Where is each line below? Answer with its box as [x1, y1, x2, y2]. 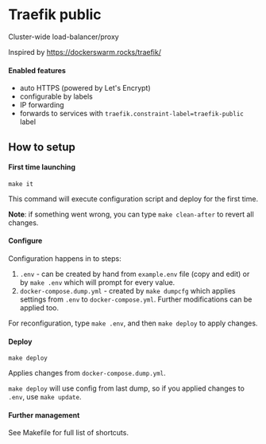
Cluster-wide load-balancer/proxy [8, 32, 119, 41]
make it [8, 180, 34, 188]
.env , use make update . [8, 392, 82, 402]
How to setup [8, 140, 75, 154]
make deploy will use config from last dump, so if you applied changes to [8, 384, 245, 393]
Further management [8, 410, 80, 419]
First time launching [8, 162, 76, 172]
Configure [8, 236, 43, 246]
